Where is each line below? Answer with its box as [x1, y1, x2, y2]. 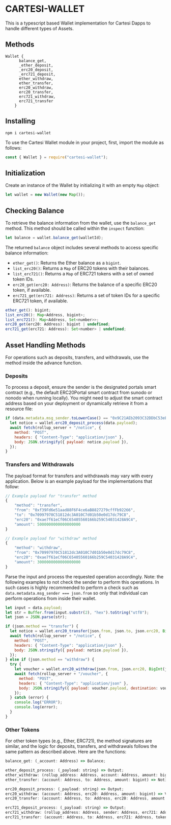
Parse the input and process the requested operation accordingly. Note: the [5, 573, 164, 580]
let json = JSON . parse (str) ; [5, 615, 67, 620]
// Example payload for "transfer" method [5, 493, 97, 499]
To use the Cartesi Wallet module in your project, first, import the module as [5, 139, 164, 146]
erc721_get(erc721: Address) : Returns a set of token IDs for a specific [12, 292, 160, 298]
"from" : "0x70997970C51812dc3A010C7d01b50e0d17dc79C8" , [14, 550, 136, 555]
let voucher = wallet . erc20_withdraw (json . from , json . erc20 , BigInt [14, 667, 163, 672]
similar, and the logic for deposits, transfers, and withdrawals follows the [5, 743, 157, 749]
